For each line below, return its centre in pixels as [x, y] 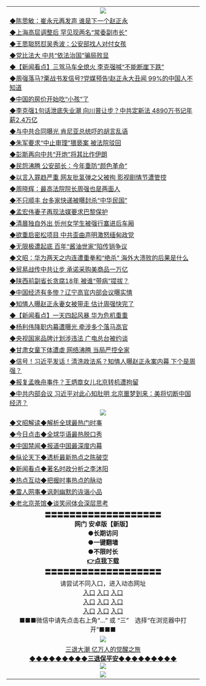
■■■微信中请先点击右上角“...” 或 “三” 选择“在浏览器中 [100, 620]
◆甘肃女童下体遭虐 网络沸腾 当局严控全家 [70, 350]
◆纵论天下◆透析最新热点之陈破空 [59, 457]
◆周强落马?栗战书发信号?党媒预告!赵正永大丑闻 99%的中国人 [98, 78]
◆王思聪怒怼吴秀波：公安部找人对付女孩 [68, 44]
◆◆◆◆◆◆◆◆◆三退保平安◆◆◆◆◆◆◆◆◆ [103, 659]
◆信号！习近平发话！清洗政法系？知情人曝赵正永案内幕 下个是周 [103, 361]
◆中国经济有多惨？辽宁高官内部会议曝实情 [71, 292]
